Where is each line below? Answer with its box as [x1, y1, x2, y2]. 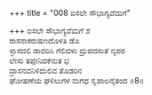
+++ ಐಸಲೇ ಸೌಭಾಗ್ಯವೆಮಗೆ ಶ [9, 26, 91, 36]
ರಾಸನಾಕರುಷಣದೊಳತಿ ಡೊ [9, 36, 80, 45]
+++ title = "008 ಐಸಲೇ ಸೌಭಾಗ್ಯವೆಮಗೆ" [9, 8, 132, 18]
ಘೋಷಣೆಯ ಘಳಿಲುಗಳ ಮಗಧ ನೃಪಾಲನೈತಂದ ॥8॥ [9, 75, 145, 85]
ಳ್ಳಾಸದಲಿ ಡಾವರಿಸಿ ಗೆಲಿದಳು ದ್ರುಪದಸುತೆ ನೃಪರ [9, 45, 126, 56]
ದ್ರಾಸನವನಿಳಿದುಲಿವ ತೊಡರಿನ [9, 66, 83, 75]
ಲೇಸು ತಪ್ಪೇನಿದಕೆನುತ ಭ [9, 55, 69, 66]
